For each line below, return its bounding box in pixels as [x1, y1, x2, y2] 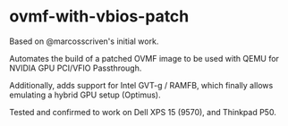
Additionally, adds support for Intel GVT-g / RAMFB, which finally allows [9, 80, 274, 90]
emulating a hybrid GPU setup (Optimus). [9, 89, 161, 100]
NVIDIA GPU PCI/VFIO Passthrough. [9, 63, 142, 73]
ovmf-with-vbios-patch [9, 6, 190, 27]
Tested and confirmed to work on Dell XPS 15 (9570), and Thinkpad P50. [9, 106, 277, 117]
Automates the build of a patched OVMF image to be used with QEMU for [9, 53, 280, 63]
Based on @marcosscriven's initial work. [9, 36, 159, 46]
